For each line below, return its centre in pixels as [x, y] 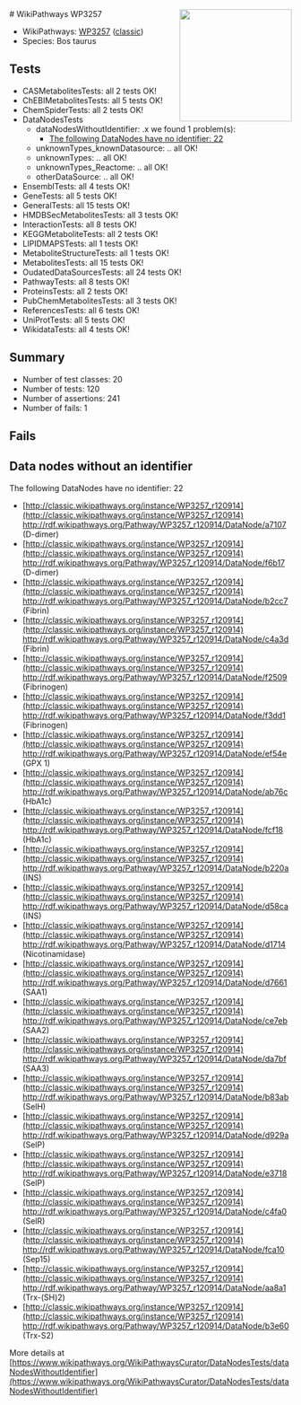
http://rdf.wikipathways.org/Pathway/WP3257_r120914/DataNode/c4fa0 [155, 1211]
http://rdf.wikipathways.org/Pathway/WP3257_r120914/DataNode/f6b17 [154, 562]
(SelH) [34, 1106]
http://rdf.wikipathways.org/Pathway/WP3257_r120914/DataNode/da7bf [154, 1058]
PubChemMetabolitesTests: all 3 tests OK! [99, 301]
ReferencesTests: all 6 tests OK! [81, 310]
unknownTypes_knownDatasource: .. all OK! [117, 148]
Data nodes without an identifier [101, 466]
